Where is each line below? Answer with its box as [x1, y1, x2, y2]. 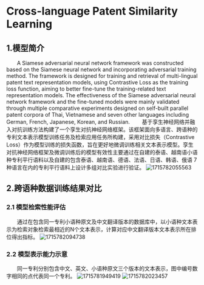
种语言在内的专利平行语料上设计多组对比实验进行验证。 [6, 164, 144, 171]
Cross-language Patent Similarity [6, 4, 178, 18]
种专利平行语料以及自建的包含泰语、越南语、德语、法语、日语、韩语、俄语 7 [6, 156, 197, 163]
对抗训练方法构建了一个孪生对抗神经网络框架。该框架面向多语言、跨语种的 [11, 126, 198, 133]
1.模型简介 [6, 43, 45, 53]
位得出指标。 [6, 233, 38, 241]
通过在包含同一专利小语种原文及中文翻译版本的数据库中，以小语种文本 [17, 218, 192, 225]
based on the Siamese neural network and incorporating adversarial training [6, 66, 197, 73]
